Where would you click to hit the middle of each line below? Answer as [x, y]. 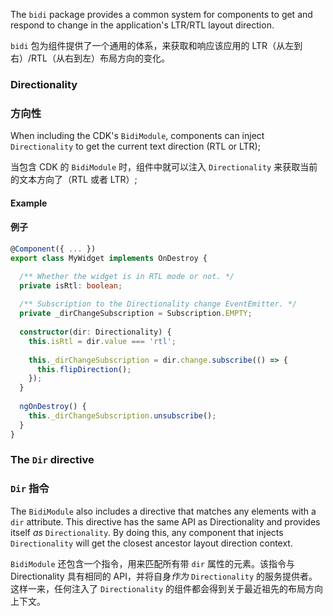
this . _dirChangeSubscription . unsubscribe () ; [122, 415]
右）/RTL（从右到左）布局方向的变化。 [90, 58]
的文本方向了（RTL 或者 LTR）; [74, 180]
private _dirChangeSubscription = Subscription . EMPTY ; [136, 314]
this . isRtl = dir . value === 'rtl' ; [102, 341]
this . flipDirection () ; [84, 369]
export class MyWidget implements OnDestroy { [109, 258]
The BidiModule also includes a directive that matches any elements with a [163, 511]
